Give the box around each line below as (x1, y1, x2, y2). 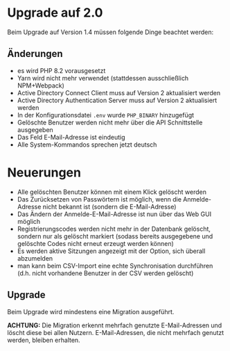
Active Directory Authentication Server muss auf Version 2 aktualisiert (17, 96, 218, 104)
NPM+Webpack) (17, 81, 64, 90)
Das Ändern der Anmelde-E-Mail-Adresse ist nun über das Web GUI (17, 210, 212, 218)
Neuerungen (7, 165, 82, 180)
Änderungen (7, 48, 64, 60)
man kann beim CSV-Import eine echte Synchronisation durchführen (17, 261, 213, 270)
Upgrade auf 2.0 (7, 5, 103, 21)
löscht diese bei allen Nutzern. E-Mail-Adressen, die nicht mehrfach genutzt (7, 328, 224, 336)
